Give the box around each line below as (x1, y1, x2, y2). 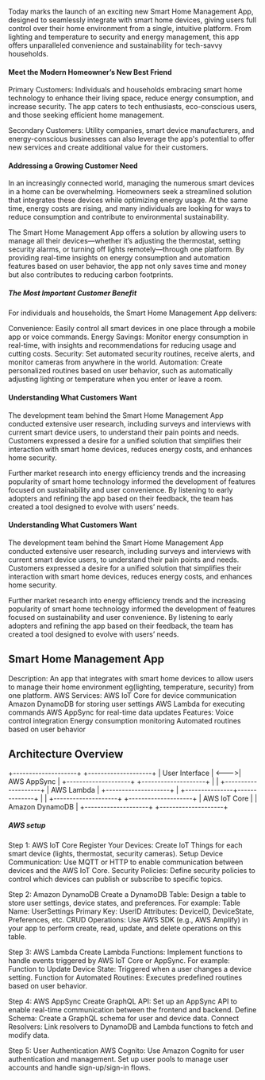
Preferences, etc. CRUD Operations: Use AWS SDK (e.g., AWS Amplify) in (8, 915, 248, 925)
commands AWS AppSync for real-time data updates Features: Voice (8, 708, 234, 717)
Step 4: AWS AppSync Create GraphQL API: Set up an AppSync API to (8, 996, 238, 1006)
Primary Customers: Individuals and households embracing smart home (8, 85, 243, 95)
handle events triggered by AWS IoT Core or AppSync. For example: (8, 956, 230, 965)
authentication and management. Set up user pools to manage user (8, 1055, 229, 1064)
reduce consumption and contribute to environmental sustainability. (8, 212, 229, 222)
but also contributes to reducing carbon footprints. (8, 270, 174, 279)
